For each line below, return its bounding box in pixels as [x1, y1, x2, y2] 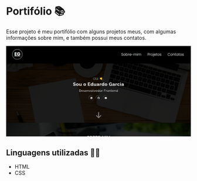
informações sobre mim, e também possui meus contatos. [6, 34, 147, 41]
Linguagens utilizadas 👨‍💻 [6, 148, 101, 158]
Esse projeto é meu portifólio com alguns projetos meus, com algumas [6, 28, 176, 35]
